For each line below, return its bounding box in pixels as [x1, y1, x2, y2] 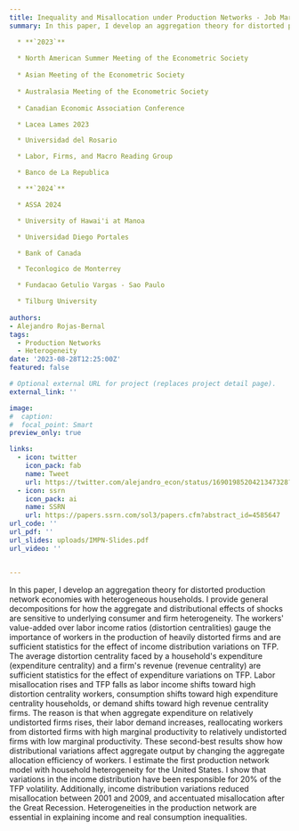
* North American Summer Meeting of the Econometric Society [17, 54, 249, 63]
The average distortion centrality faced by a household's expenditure [9, 650, 263, 661]
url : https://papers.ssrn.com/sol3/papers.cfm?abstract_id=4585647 [25, 511, 280, 520]
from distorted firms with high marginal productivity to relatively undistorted [9, 726, 287, 736]
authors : [9, 313, 42, 322]
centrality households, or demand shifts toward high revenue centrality [9, 697, 269, 709]
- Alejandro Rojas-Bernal [9, 322, 105, 331]
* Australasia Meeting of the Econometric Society [17, 86, 209, 96]
